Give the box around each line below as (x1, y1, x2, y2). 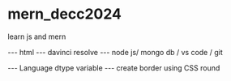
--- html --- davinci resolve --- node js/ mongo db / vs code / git (7, 47, 224, 57)
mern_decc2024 (7, 5, 122, 23)
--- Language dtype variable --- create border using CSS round (7, 62, 220, 73)
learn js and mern (7, 32, 66, 41)
